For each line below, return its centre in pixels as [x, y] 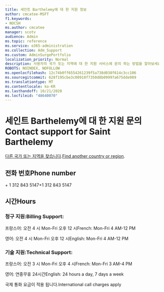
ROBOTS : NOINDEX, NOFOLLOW [32, 69]
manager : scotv [20, 32]
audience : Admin [21, 37]
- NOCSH [13, 23]
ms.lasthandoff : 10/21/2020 [34, 91]
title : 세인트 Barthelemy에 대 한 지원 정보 [46, 9]
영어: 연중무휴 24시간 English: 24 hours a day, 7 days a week [64, 274]
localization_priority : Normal [37, 59]
